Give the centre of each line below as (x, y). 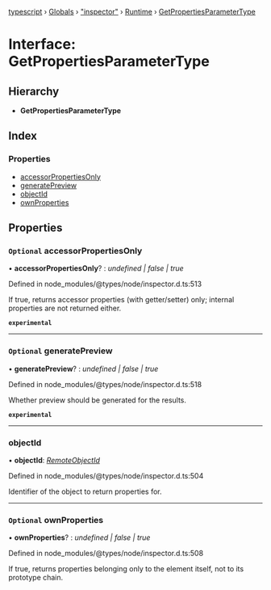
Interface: (42, 44)
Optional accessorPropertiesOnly (75, 251)
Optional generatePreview (60, 351)
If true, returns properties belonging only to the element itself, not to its (126, 569)
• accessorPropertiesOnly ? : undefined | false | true (96, 268)
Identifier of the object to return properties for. (85, 491)
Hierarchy (34, 91)
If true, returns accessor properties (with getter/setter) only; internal (121, 300)
